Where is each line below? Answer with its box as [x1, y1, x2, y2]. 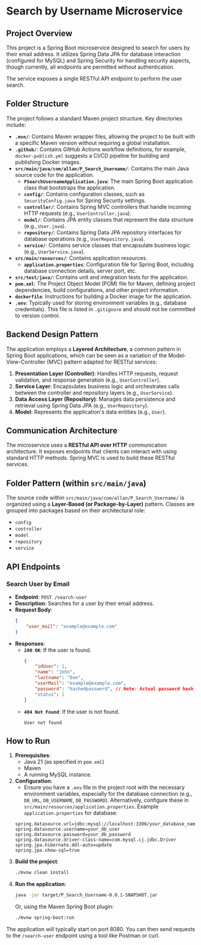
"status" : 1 [35, 691, 65, 698]
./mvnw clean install [14, 870, 69, 876]
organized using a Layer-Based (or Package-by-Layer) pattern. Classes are [6, 501, 195, 508]
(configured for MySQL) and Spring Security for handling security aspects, [6, 57, 191, 64]
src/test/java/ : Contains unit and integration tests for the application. [14, 273, 189, 280]
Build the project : [14, 858, 59, 865]
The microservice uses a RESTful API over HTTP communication [6, 441, 167, 449]
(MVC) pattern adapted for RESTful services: [46, 358, 157, 365]
